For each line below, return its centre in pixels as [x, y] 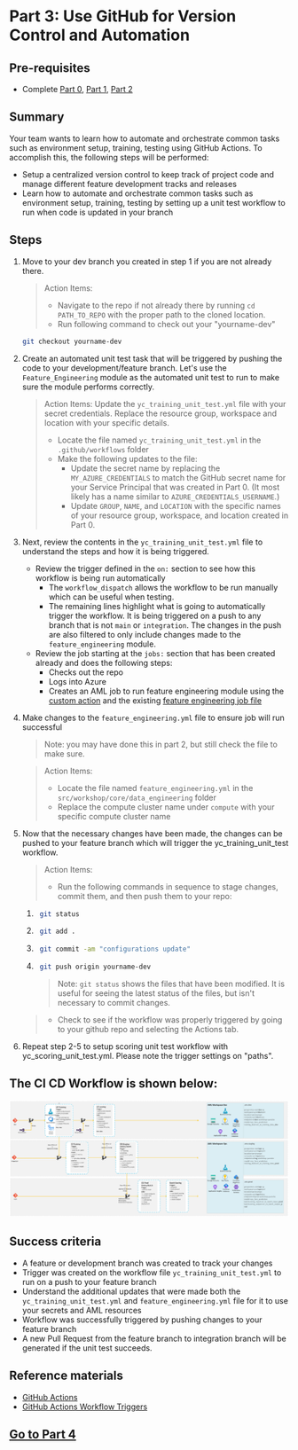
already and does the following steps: [104, 662]
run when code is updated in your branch [98, 212]
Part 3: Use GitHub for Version [123, 16]
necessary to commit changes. [114, 1003]
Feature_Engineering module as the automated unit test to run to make [151, 377]
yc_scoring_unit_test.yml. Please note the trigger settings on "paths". [148, 1056]
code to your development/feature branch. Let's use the [125, 368]
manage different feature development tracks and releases [129, 184]
